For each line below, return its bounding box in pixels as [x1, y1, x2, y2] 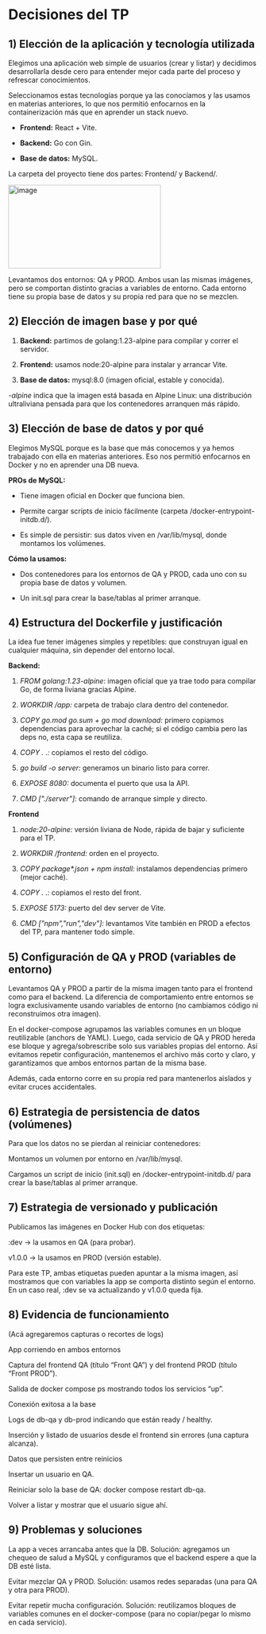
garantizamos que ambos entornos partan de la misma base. [8, 1059, 207, 1068]
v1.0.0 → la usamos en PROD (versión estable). [8, 1253, 161, 1262]
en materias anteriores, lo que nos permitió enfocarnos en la [8, 99, 206, 108]
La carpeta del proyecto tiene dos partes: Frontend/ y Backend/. [8, 169, 218, 178]
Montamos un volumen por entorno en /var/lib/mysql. [8, 1154, 183, 1164]
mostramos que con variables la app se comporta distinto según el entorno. [8, 1276, 256, 1286]
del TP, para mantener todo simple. [19, 927, 135, 937]
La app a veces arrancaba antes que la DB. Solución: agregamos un [8, 1544, 230, 1554]
